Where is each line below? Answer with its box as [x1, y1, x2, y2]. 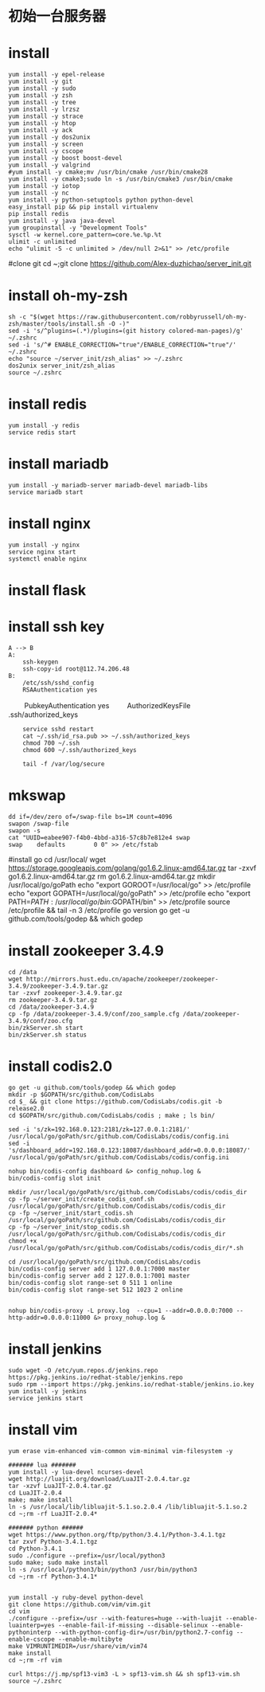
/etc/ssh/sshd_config [22, 679, 94, 687]
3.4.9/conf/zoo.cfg [8, 1016, 73, 1024]
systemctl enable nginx [8, 554, 88, 562]
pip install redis [8, 210, 69, 218]
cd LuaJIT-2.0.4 [8, 1489, 62, 1497]
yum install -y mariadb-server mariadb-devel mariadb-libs [8, 481, 208, 489]
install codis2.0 [8, 1057, 113, 1075]
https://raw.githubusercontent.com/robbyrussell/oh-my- [58, 313, 247, 321]
